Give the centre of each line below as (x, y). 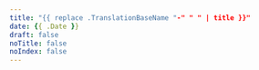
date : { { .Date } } (44, 26)
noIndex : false (38, 52)
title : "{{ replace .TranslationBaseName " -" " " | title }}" (130, 18)
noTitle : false (38, 43)
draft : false (34, 35)
